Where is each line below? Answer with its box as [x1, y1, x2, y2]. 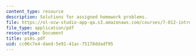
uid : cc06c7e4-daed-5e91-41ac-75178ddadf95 [6, 41, 114, 47]
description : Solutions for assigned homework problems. [6, 14, 148, 20]
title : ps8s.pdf [6, 36, 45, 41]
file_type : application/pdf [6, 24, 75, 31]
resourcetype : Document [6, 30, 64, 36]
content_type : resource [6, 8, 64, 15]
